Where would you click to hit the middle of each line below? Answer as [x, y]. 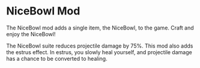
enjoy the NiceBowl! [31, 34]
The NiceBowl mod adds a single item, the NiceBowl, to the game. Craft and [100, 28]
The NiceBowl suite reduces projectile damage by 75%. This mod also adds [100, 46]
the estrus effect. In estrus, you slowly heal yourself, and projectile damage [99, 52]
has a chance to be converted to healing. [57, 58]
